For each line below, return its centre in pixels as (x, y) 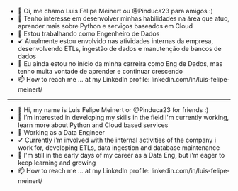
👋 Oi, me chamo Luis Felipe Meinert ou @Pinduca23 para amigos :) (115, 11)
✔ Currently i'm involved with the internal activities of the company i (117, 140)
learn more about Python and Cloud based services (93, 125)
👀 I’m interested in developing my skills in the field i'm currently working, (123, 118)
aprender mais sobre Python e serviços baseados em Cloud (105, 26)
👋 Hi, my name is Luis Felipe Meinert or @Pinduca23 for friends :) (113, 110)
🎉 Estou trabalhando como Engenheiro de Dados (89, 33)
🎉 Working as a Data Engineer (61, 132)
